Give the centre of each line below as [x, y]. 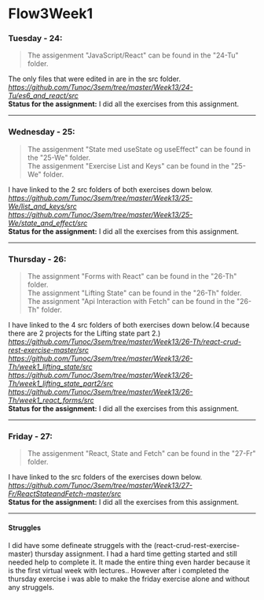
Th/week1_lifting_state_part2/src [61, 383]
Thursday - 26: [37, 259]
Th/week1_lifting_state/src [50, 367]
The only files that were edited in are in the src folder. [95, 79]
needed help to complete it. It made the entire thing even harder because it [129, 562]
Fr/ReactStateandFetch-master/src [65, 494]
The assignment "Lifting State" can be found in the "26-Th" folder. [134, 293]
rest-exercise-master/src [48, 350]
